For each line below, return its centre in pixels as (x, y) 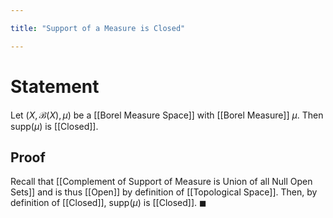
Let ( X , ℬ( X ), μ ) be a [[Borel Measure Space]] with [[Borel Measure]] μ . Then (167, 115)
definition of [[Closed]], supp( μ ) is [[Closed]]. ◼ (108, 203)
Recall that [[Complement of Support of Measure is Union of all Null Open (161, 182)
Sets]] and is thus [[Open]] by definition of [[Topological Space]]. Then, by (164, 192)
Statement (55, 86)
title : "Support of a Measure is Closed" (98, 28)
